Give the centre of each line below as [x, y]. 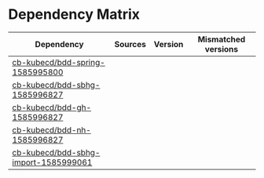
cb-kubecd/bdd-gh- [52, 107]
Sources [130, 44]
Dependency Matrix [74, 15]
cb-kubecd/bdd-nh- [52, 129]
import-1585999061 [52, 162]
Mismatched [222, 39]
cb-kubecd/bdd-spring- [59, 62]
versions [221, 49]
